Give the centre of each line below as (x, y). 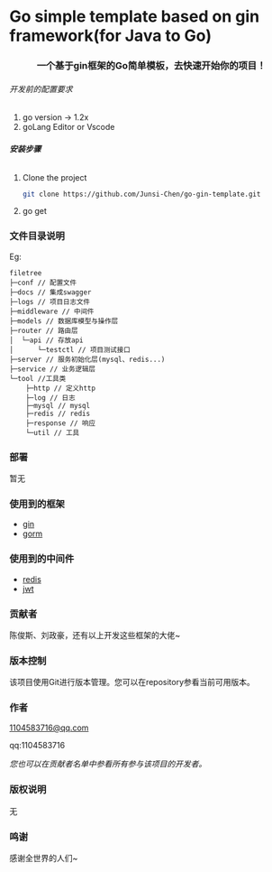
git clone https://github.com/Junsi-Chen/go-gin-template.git (141, 194)
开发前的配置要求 (41, 88)
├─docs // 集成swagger (50, 292)
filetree (26, 273)
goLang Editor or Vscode (68, 127)
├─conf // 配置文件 (43, 283)
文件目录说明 (37, 237)
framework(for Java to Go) (110, 36)
